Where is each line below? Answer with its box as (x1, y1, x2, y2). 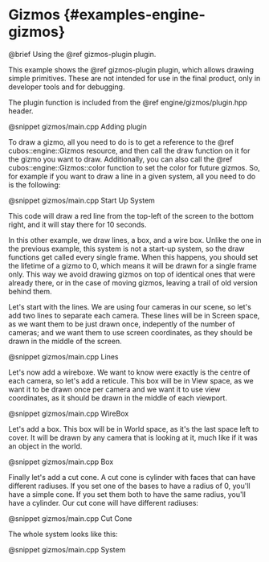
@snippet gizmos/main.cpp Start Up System (8, 195, 155, 205)
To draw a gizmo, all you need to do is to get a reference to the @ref (8, 137, 234, 146)
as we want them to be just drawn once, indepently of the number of (8, 319, 235, 329)
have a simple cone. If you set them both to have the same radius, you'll (8, 489, 247, 499)
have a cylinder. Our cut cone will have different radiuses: (8, 498, 199, 507)
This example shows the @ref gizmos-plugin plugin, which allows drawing (8, 64, 255, 74)
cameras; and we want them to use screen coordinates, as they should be (8, 327, 253, 337)
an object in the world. (8, 441, 83, 451)
